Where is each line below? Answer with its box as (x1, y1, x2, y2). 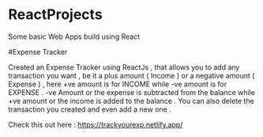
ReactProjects (8, 6, 103, 24)
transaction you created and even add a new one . (8, 105, 171, 114)
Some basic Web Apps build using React (8, 32, 141, 41)
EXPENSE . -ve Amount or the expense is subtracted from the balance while (8, 87, 255, 97)
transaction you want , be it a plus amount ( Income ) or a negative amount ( (8, 70, 255, 80)
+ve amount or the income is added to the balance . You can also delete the (8, 96, 254, 105)
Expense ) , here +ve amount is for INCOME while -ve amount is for (8, 79, 227, 89)
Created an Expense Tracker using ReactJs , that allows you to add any (8, 62, 240, 72)
